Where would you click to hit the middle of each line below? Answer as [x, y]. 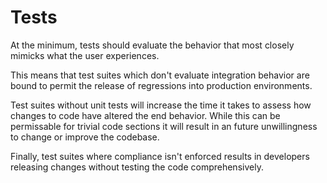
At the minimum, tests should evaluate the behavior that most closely [152, 45]
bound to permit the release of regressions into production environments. [161, 85]
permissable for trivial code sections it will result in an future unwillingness [164, 126]
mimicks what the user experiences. [85, 55]
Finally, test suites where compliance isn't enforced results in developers [160, 156]
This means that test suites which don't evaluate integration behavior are [160, 75]
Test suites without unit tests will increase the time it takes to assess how [161, 105]
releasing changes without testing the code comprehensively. [137, 167]
